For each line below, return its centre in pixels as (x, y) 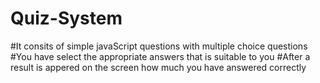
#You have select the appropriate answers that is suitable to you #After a (160, 56)
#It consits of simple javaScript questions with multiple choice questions (159, 46)
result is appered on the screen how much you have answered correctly (158, 67)
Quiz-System (66, 18)
